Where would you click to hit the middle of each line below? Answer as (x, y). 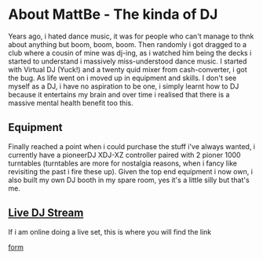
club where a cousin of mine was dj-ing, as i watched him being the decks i (130, 53)
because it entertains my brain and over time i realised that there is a (119, 94)
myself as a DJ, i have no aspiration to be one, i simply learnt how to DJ (124, 86)
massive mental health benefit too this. (71, 103)
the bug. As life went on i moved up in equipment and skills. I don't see (122, 78)
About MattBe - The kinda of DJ (113, 15)
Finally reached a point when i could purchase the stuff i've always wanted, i (131, 146)
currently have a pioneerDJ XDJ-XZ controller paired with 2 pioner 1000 (124, 155)
